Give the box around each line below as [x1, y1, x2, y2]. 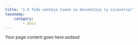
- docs [23, 21, 36, 26]
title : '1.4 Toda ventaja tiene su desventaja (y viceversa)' [5, 7, 135, 12]
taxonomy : [5, 12, 25, 17]
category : [14, 16, 34, 21]
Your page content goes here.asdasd [5, 34, 80, 40]
